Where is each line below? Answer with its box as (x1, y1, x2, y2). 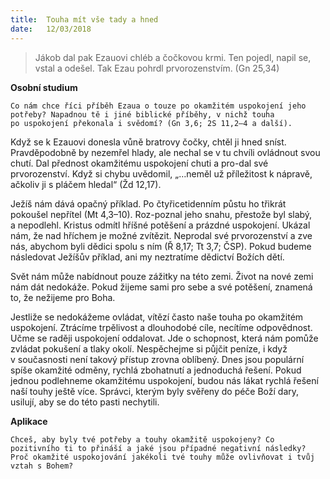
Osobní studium (10, 81, 78, 93)
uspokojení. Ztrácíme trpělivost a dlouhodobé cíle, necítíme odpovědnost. (10, 321, 313, 333)
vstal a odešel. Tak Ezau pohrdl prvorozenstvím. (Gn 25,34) (34, 62, 280, 74)
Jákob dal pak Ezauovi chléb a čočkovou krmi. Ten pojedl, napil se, (34, 51, 312, 63)
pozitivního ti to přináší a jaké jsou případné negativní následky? (10, 443, 307, 453)
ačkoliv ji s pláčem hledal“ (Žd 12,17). (10, 178, 162, 190)
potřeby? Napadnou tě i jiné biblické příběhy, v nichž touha (10, 109, 275, 120)
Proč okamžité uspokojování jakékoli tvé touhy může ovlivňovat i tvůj (10, 452, 315, 462)
